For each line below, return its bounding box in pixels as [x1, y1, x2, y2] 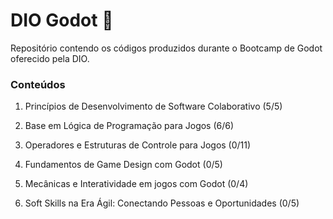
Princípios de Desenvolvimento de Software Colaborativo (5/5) [24, 100, 283, 113]
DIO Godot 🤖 [10, 9, 114, 32]
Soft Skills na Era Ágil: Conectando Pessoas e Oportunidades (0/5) [24, 197, 300, 209]
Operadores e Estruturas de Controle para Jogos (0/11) [24, 139, 252, 151]
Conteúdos [10, 77, 66, 91]
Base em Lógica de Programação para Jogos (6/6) [24, 120, 235, 132]
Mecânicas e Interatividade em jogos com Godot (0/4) [24, 178, 249, 190]
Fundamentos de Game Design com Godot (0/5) [24, 159, 223, 171]
